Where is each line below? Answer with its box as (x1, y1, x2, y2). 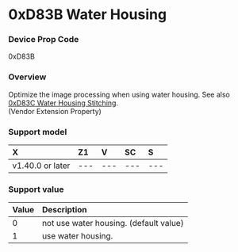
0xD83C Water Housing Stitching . (8, 97, 119, 108)
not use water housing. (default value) (42, 218, 184, 229)
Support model (8, 126, 67, 137)
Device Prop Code (8, 34, 79, 45)
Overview (8, 71, 47, 82)
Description (42, 204, 87, 216)
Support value (8, 184, 64, 195)
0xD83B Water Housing (8, 6, 167, 24)
